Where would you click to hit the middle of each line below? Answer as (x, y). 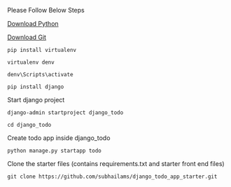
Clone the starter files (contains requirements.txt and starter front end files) (116, 164)
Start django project (36, 100)
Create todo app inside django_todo (59, 138)
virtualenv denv (31, 62)
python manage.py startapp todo (54, 151)
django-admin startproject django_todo (65, 113)
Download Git (27, 37)
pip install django (36, 87)
